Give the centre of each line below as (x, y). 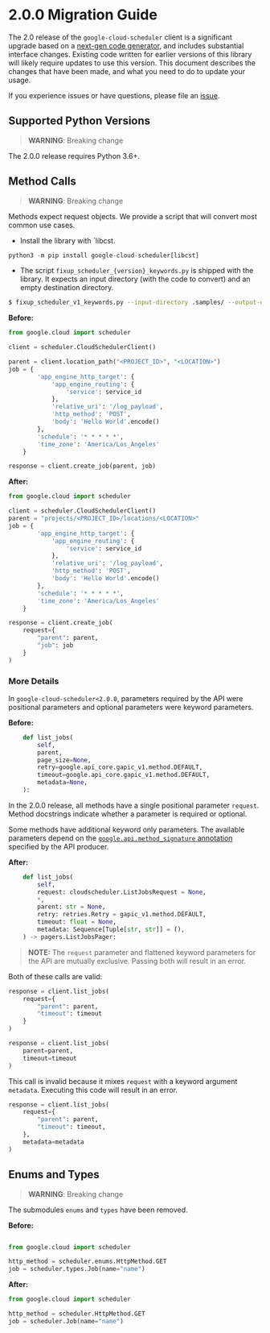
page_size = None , (64, 760)
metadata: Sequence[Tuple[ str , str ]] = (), (111, 930)
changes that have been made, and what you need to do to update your (127, 71)
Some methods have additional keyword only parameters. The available (127, 829)
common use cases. (42, 225)
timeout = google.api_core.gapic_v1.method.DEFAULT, (124, 775)
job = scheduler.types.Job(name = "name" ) (77, 1269)
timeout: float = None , (77, 922)
